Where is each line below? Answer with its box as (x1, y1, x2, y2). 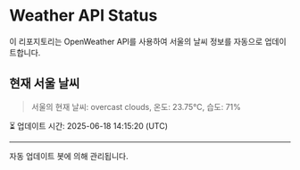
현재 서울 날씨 (9, 76, 80, 91)
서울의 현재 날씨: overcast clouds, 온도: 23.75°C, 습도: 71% (30, 101, 241, 112)
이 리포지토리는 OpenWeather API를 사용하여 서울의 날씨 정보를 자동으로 (9, 36, 263, 47)
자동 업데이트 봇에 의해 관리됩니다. (9, 150, 129, 161)
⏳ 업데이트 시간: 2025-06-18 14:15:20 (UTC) (9, 120, 168, 131)
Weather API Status (9, 5, 158, 26)
